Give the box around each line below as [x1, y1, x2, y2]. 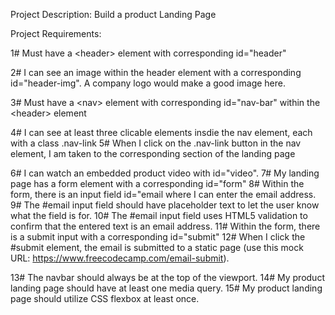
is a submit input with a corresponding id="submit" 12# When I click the [10, 231, 306, 243]
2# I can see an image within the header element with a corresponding [10, 67, 302, 78]
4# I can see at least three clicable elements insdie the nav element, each [10, 127, 313, 138]
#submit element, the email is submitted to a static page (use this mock [10, 242, 304, 253]
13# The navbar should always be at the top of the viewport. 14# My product [10, 272, 325, 283]
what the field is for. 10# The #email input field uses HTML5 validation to [10, 210, 308, 221]
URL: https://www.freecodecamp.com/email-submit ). [10, 252, 230, 264]
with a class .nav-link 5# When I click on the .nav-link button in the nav [10, 137, 302, 149]
